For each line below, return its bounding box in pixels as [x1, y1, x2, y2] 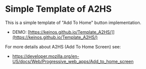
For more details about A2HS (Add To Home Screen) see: [5, 44, 121, 49]
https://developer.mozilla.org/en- [12, 53, 80, 59]
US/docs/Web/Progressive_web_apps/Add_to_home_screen [12, 58, 134, 64]
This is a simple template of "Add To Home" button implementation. [5, 20, 142, 25]
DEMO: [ [12, 29, 29, 35]
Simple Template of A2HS [5, 3, 112, 15]
